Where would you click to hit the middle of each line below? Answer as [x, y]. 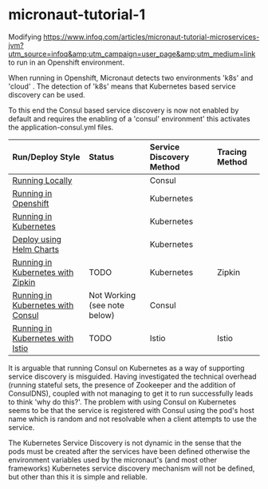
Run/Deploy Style [46, 157]
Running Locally [42, 180]
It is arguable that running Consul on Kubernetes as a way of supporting [126, 368]
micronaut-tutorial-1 [77, 15]
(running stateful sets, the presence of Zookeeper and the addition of [122, 384]
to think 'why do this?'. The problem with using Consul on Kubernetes [122, 402]
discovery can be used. [47, 94]
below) [102, 315]
